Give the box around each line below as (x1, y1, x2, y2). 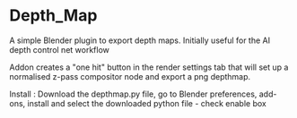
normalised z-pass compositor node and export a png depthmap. (9, 71, 251, 81)
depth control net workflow (9, 44, 110, 55)
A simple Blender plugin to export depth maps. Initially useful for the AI (9, 35, 271, 46)
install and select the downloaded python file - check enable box (27, 97, 266, 108)
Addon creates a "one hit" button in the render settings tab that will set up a (9, 62, 289, 72)
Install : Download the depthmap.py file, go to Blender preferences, (9, 88, 258, 99)
